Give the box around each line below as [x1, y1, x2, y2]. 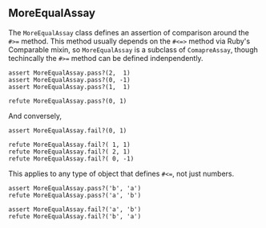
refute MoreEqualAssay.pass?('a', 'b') [8, 191, 142, 199]
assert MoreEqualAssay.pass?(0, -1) [8, 75, 131, 83]
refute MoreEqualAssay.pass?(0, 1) [8, 96, 127, 105]
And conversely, [8, 111, 62, 120]
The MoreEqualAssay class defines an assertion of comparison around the [8, 27, 250, 37]
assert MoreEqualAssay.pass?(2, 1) [8, 68, 131, 77]
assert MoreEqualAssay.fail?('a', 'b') [8, 205, 142, 214]
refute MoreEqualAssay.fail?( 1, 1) [8, 140, 131, 149]
